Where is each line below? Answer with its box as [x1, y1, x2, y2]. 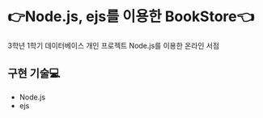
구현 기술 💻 [7, 66, 61, 81]
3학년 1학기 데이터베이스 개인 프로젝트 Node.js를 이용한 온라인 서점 [7, 40, 220, 50]
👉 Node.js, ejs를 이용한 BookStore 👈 [7, 7, 255, 26]
